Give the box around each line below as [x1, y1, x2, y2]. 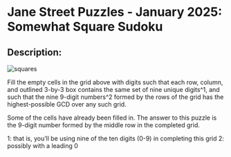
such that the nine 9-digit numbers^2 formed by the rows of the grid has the [7, 93, 224, 101]
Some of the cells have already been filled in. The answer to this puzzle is [7, 113, 217, 122]
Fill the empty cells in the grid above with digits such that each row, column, [7, 78, 223, 86]
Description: [7, 46, 62, 58]
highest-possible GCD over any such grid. [7, 100, 127, 108]
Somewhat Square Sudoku [7, 19, 163, 35]
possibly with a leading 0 [7, 142, 78, 149]
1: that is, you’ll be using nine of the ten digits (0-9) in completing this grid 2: [7, 134, 225, 142]
